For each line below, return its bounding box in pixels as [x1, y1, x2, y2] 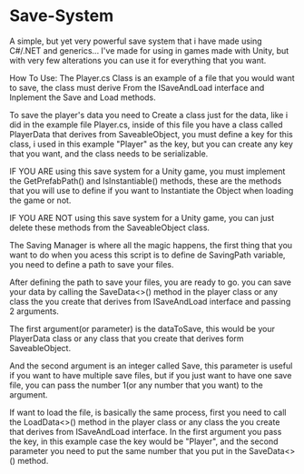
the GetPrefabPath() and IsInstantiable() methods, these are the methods [9, 175, 282, 187]
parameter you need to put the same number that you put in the [9, 445, 248, 456]
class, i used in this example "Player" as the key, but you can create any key [9, 138, 293, 149]
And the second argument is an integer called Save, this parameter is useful [9, 360, 293, 371]
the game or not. [9, 195, 72, 206]
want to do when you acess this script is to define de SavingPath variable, [9, 249, 286, 260]
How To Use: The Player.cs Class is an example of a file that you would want [9, 72, 295, 83]
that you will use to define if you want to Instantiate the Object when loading [9, 185, 294, 196]
